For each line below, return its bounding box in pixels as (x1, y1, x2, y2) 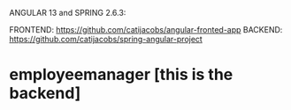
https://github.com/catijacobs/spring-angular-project (9, 34, 203, 44)
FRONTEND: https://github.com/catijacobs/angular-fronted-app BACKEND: (9, 25, 283, 34)
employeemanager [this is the (9, 65, 234, 84)
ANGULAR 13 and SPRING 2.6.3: (9, 8, 126, 18)
